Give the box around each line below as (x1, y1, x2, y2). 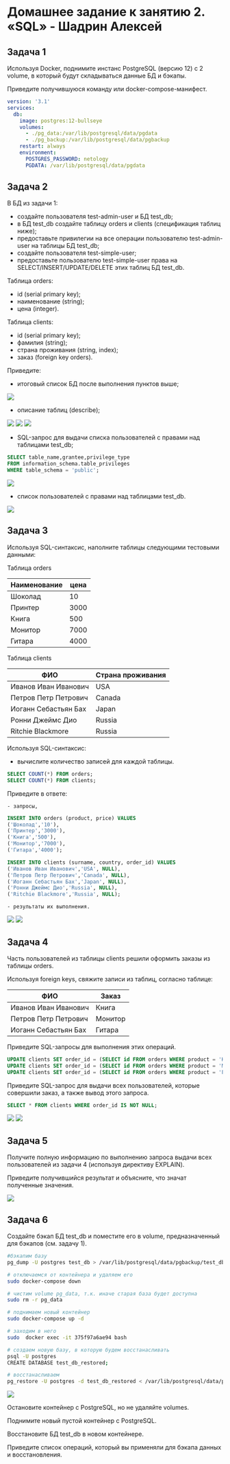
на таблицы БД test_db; (31, 242, 100, 250)
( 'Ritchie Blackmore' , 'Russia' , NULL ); (7, 891, 121, 898)
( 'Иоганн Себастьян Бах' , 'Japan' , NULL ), (7, 878, 127, 885)
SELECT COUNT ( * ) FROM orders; (7, 770, 94, 777)
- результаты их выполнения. (7, 904, 90, 911)
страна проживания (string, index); (16, 346, 118, 354)
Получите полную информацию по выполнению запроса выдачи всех (7, 1153, 212, 1161)
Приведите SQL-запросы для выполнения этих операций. (7, 1042, 177, 1051)
